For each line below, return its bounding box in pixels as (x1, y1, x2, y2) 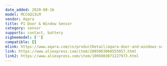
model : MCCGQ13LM (5, 12, 41, 17)
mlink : (5, 44, 19, 49)
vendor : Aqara (5, 16, 35, 21)
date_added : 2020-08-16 (5, 7, 55, 12)
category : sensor (5, 26, 41, 31)
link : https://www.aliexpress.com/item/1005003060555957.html (5, 49, 137, 54)
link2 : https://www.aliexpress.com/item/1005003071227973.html (5, 53, 139, 59)
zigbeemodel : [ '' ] (5, 35, 43, 40)
